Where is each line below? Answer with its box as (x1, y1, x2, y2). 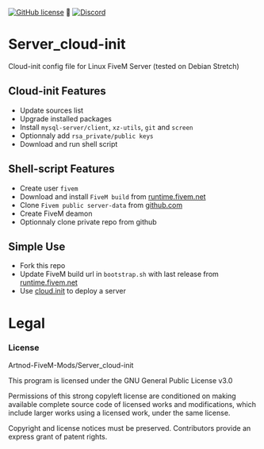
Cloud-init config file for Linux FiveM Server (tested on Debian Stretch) (8, 61, 239, 71)
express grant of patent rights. (8, 432, 108, 441)
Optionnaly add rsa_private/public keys (19, 131, 154, 140)
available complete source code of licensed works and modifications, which (8, 399, 256, 409)
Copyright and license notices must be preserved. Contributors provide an (8, 423, 251, 432)
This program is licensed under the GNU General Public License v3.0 (8, 375, 233, 385)
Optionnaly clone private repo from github (19, 217, 157, 226)
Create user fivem (19, 183, 78, 193)
